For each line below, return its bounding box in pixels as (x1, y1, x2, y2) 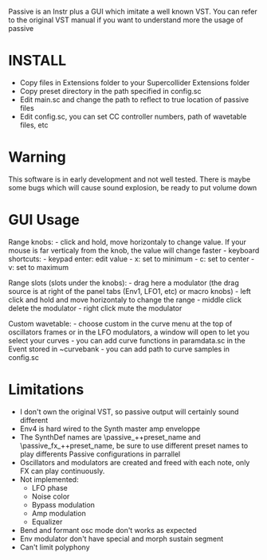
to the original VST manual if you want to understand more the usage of (8, 15, 244, 25)
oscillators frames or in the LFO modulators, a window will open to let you (8, 327, 249, 337)
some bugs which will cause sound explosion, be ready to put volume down (8, 182, 257, 192)
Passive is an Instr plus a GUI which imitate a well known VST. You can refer (8, 7, 257, 16)
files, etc (19, 119, 49, 130)
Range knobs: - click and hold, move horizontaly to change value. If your (8, 237, 247, 246)
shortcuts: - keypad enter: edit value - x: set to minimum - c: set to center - (8, 254, 255, 264)
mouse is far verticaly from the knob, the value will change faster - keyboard (8, 245, 260, 255)
